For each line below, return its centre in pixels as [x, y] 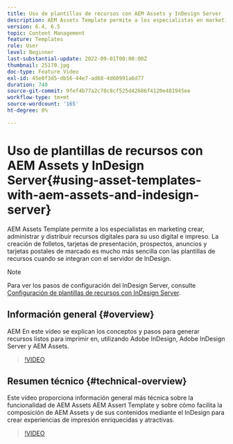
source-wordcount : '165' [43, 104]
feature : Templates [35, 40]
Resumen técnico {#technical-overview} [97, 381]
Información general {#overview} [81, 315]
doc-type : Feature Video [43, 71]
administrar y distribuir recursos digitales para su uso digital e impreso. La [113, 236]
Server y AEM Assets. [38, 346]
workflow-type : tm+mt [38, 98]
